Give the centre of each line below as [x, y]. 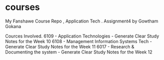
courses [22, 7]
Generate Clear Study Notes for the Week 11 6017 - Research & [70, 46]
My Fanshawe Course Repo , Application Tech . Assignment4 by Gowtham [82, 21]
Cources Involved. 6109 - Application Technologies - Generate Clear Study [82, 36]
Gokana [13, 26]
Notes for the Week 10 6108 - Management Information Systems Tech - [79, 41]
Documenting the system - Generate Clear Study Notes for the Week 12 [79, 52]
